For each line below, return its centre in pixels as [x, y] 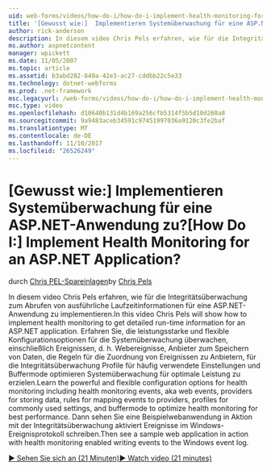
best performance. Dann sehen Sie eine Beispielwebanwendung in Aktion [130, 417]
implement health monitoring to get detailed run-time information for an [127, 322]
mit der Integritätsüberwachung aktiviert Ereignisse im [98, 426]
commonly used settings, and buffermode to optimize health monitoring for [133, 409]
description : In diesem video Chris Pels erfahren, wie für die [119, 38]
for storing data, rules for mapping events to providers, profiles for [119, 400]
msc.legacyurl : [34, 98]
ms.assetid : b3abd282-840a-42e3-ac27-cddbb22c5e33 [95, 76]
